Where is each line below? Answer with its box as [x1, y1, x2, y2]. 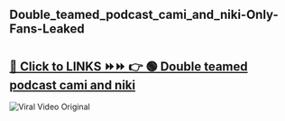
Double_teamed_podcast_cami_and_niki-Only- [9, 7, 279, 23]
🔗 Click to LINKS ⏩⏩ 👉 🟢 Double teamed [9, 59, 248, 74]
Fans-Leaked [9, 22, 86, 37]
